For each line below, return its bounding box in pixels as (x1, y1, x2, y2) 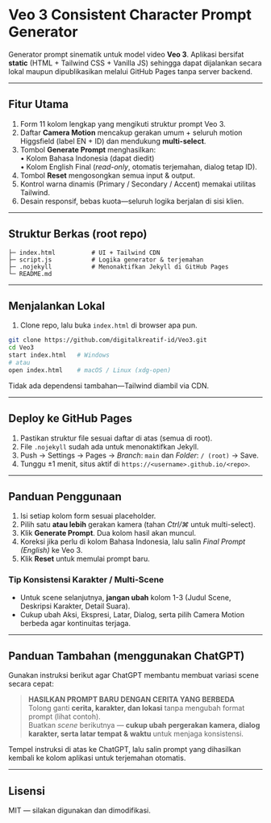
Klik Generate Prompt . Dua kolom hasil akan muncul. (19, 528, 196, 538)
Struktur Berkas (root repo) (8, 228, 148, 241)
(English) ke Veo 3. (19, 545, 83, 555)
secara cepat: (8, 679, 54, 689)
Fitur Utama (8, 98, 69, 111)
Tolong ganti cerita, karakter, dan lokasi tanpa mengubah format (27, 704, 245, 713)
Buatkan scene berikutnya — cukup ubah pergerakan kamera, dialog (27, 721, 261, 730)
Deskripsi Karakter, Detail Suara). (19, 601, 131, 611)
